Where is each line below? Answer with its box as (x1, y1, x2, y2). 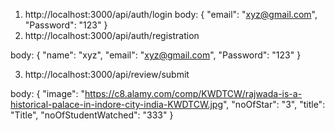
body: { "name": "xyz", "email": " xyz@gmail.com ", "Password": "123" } (10, 49, 302, 61)
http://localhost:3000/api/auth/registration (24, 30, 200, 41)
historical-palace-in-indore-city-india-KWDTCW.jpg (10, 99, 223, 110)
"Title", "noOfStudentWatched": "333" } (10, 109, 174, 121)
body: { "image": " (10, 88, 85, 99)
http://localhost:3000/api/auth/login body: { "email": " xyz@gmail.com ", (24, 9, 318, 20)
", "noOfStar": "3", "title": (223, 99, 326, 110)
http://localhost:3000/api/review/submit (24, 69, 190, 80)
